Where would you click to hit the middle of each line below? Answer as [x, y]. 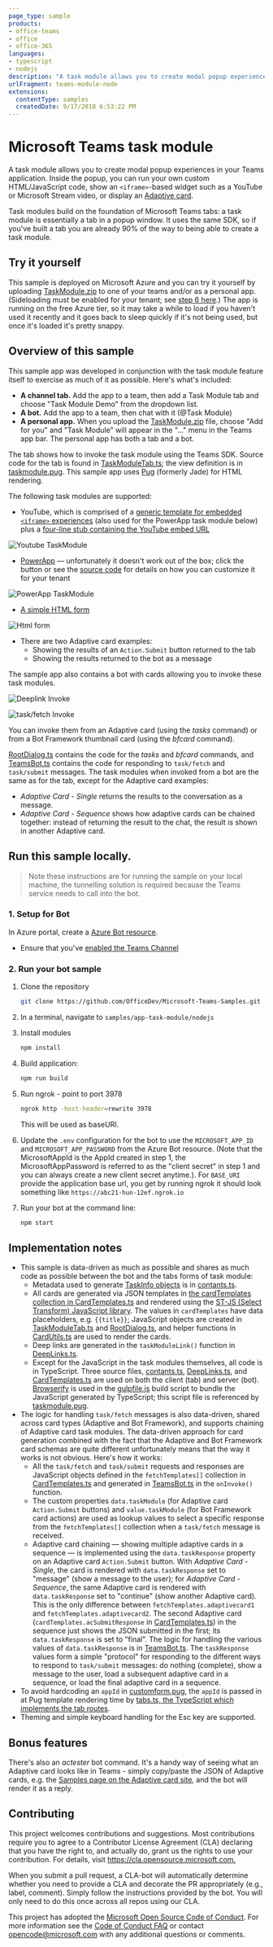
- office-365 [30, 46]
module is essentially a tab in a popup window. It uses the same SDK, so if [132, 220]
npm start [37, 1223]
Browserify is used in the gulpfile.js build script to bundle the [134, 1389]
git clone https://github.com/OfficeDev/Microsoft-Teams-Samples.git [141, 1002]
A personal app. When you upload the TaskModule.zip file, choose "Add [141, 421]
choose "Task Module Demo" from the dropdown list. [109, 404]
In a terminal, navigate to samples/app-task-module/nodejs [117, 1017]
